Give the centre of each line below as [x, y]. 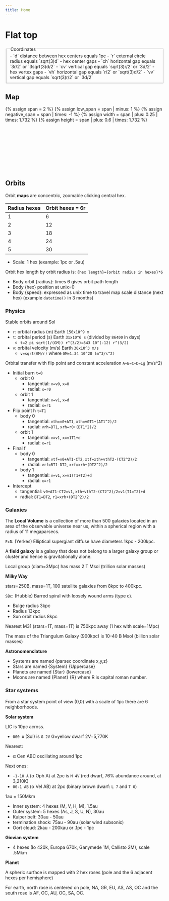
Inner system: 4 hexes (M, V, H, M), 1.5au [55, 806]
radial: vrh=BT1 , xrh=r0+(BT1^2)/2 [62, 427]
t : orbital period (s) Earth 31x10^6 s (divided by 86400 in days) [77, 337]
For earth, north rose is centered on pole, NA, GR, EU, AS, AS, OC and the [81, 887]
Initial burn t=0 [27, 373]
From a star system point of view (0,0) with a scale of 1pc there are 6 [77, 701]
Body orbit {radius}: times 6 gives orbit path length [65, 281]
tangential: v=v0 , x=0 [48, 384]
